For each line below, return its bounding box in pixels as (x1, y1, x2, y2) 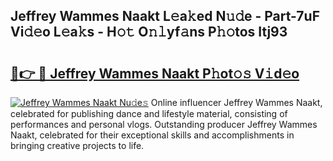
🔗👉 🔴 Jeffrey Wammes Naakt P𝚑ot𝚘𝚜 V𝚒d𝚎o (10, 65, 300, 82)
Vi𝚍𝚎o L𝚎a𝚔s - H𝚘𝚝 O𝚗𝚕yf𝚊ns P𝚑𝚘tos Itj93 (10, 24, 288, 41)
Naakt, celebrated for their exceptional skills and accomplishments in (10, 129, 295, 141)
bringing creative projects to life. (10, 140, 145, 151)
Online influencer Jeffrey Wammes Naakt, (150, 97, 323, 108)
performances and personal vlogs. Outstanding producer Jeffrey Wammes (10, 119, 318, 130)
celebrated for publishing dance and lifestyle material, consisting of (10, 108, 288, 119)
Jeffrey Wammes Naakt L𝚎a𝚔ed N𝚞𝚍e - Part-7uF (10, 8, 320, 25)
